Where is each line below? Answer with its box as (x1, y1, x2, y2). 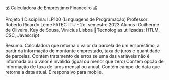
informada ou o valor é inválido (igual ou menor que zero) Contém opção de (5, 58, 164, 64)
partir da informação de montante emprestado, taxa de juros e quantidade (5, 48, 160, 54)
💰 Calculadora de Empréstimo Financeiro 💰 (5, 5, 97, 11)
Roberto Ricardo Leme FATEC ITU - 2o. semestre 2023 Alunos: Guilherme (5, 22, 160, 27)
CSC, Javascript (5, 32, 40, 38)
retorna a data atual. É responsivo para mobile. (5, 69, 103, 75)
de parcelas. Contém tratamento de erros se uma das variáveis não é (5, 53, 150, 59)
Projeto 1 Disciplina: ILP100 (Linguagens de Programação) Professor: (5, 16, 149, 22)
